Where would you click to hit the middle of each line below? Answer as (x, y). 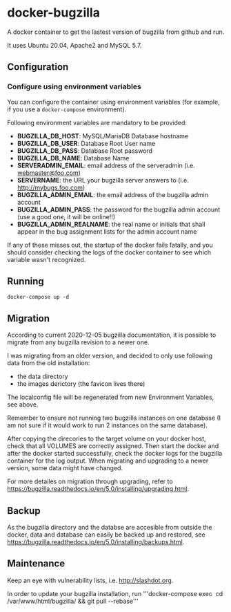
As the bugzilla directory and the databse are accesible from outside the (110, 528)
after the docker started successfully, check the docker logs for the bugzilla (115, 454)
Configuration (38, 67)
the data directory (42, 377)
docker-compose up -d (38, 297)
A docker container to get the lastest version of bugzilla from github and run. (116, 32)
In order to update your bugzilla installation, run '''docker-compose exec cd (115, 593)
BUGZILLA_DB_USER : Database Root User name (86, 143)
